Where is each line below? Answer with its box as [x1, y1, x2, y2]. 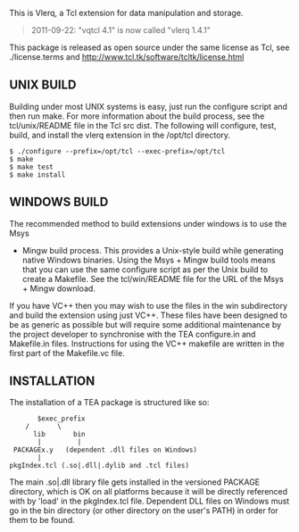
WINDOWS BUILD [9, 195, 109, 210]
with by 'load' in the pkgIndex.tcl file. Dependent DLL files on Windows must [9, 495, 290, 507]
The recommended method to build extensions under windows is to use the [9, 218, 287, 229]
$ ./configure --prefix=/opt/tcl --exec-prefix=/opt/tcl [9, 146, 226, 155]
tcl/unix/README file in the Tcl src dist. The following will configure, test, [9, 120, 277, 130]
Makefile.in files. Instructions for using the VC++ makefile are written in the [9, 338, 285, 349]
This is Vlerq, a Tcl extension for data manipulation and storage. [9, 8, 244, 18]
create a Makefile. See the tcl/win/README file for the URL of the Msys [21, 273, 284, 284]
